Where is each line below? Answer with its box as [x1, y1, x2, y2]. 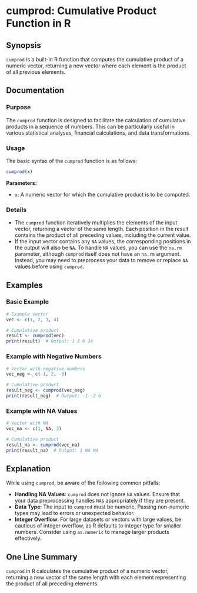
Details [6, 206, 27, 214]
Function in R [6, 17, 71, 30]
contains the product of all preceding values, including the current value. [14, 232, 191, 239]
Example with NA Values [6, 406, 78, 415]
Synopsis [6, 40, 41, 50]
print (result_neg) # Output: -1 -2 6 [6, 393, 101, 399]
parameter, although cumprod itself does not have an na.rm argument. [14, 250, 181, 258]
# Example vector [6, 311, 49, 317]
